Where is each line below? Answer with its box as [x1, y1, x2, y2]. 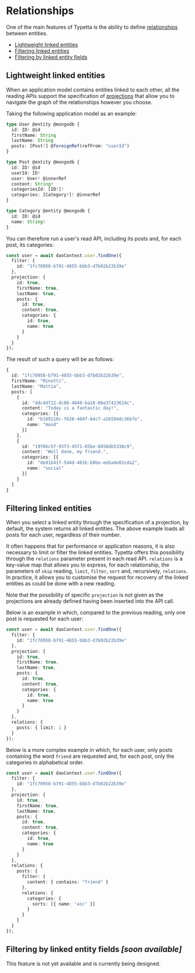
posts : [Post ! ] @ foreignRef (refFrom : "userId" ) [11, 143, 130, 149]
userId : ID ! [11, 170, 41, 176]
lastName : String [11, 138, 54, 144]
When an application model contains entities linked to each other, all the [6, 86, 180, 93]
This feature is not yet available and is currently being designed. [6, 960, 161, 967]
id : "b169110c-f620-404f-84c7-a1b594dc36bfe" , [27, 416, 143, 422]
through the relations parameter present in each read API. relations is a [6, 555, 183, 562]
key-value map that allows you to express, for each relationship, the [6, 561, 170, 568]
